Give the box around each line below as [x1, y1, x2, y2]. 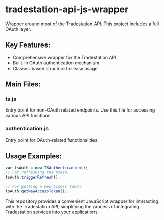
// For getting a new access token [5, 184, 81, 189]
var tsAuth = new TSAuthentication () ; [5, 165, 88, 170]
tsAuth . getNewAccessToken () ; [5, 189, 67, 194]
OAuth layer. [5, 26, 32, 32]
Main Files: [5, 80, 41, 89]
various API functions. [5, 113, 52, 119]
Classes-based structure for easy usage [12, 65, 98, 71]
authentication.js [5, 125, 49, 133]
